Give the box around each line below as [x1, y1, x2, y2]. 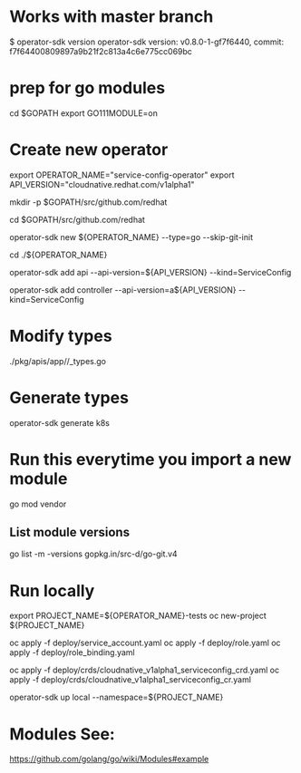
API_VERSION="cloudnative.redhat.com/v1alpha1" [9, 179, 195, 189]
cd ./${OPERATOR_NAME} [9, 249, 108, 260]
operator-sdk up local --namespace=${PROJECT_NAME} [9, 691, 224, 703]
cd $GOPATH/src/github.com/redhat [9, 214, 145, 225]
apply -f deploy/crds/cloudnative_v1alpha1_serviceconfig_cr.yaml [9, 674, 252, 685]
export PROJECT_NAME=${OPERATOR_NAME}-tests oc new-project [9, 610, 267, 622]
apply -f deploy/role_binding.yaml [9, 647, 136, 658]
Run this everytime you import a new [9, 449, 292, 469]
